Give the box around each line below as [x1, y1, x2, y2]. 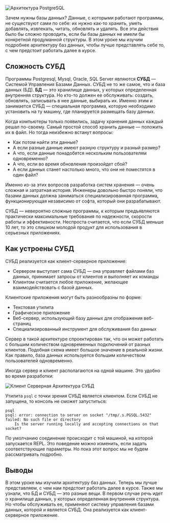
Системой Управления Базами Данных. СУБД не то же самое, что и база [5, 81, 165, 87]
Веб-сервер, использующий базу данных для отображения [12, 315, 143, 321]
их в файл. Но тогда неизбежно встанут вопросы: [5, 129, 113, 135]
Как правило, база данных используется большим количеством [5, 352, 145, 358]
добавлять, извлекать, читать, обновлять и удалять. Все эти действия [5, 26, 159, 32]
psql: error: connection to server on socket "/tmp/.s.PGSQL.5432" [5, 412, 152, 418]
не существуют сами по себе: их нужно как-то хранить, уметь [5, 20, 142, 26]
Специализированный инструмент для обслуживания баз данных [12, 325, 157, 332]
